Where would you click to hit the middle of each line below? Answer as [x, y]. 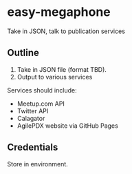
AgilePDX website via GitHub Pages [67, 126]
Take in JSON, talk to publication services [66, 31]
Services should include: [42, 90]
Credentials [33, 147]
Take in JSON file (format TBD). [62, 69]
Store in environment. [38, 164]
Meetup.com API [41, 104]
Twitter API [33, 110]
